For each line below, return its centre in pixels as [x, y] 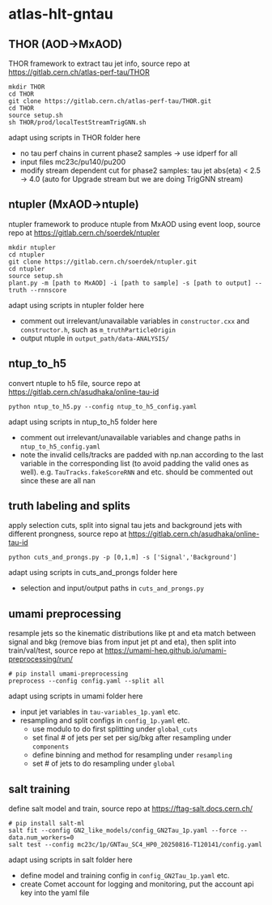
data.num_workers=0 [41, 838]
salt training [39, 789]
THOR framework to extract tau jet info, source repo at [99, 63]
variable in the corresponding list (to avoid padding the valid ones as [134, 463]
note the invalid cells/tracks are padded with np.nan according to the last [142, 454]
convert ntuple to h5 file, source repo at [74, 383]
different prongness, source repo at [68, 534]
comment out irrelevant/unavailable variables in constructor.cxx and [134, 320]
